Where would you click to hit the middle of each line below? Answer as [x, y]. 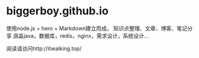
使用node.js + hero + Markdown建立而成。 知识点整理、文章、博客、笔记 [97, 28]
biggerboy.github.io [57, 11]
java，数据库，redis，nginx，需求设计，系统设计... [86, 36]
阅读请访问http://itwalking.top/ [44, 48]
